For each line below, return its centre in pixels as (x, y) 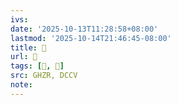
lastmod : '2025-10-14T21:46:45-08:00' (91, 38)
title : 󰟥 (28, 47)
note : (21, 85)
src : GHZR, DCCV (44, 76)
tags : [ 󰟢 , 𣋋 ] (37, 66)
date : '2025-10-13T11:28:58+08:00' (84, 29)
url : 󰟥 (24, 57)
